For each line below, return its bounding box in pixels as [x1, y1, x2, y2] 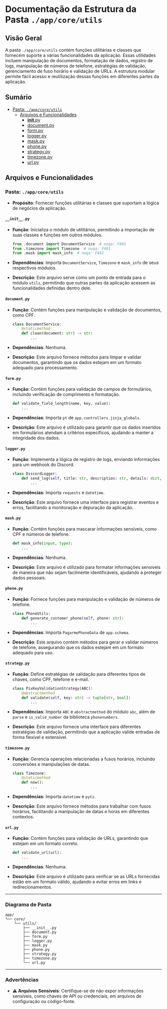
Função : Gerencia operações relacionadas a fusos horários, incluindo [12, 756, 156, 762]
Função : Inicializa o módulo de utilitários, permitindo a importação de [12, 226, 155, 232]
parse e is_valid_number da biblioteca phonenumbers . [12, 714, 119, 720]
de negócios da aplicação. [12, 205, 67, 211]
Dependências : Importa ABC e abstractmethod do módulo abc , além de [12, 709, 156, 715]
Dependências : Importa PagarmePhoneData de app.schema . [12, 629, 130, 635]
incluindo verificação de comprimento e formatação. [12, 391, 120, 397]
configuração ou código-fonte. [12, 998, 76, 1004]
